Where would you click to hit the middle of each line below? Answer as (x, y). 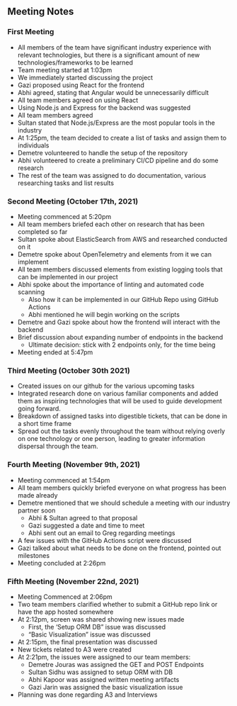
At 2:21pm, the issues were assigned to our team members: (104, 657)
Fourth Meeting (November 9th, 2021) (74, 465)
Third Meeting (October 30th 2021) (69, 370)
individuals (33, 145)
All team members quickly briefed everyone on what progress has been (122, 488)
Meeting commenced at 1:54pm (64, 480)
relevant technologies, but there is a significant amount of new (109, 55)
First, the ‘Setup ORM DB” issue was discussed (97, 627)
